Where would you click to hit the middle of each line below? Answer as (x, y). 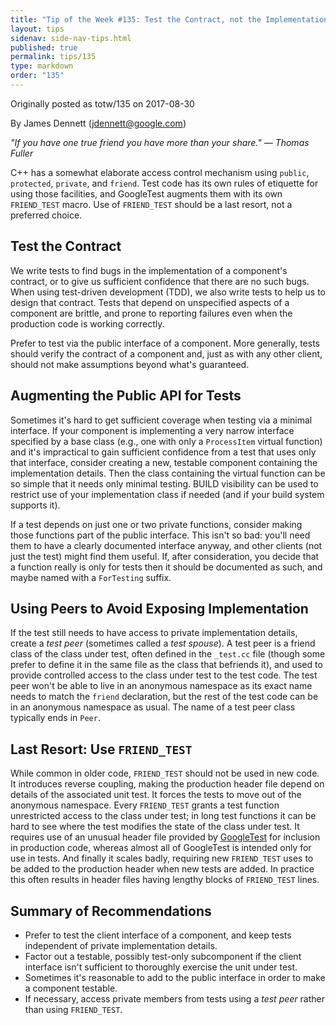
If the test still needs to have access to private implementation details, (154, 633)
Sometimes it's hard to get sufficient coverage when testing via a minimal (161, 420)
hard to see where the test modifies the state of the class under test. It (155, 827)
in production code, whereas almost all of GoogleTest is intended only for (161, 848)
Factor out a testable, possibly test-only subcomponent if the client (163, 956)
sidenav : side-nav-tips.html (71, 38)
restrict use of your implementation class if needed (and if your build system (167, 494)
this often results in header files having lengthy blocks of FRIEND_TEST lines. (165, 880)
